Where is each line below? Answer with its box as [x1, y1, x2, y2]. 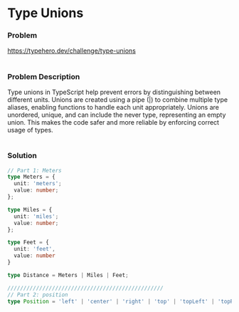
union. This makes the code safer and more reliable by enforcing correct [7, 118, 219, 127]
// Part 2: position [7, 291, 69, 298]
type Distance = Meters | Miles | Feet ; [7, 271, 129, 279]
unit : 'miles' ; [14, 212, 59, 220]
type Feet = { [7, 239, 50, 246]
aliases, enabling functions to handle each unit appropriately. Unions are [7, 103, 219, 112]
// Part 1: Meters [7, 167, 62, 174]
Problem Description [7, 71, 80, 81]
